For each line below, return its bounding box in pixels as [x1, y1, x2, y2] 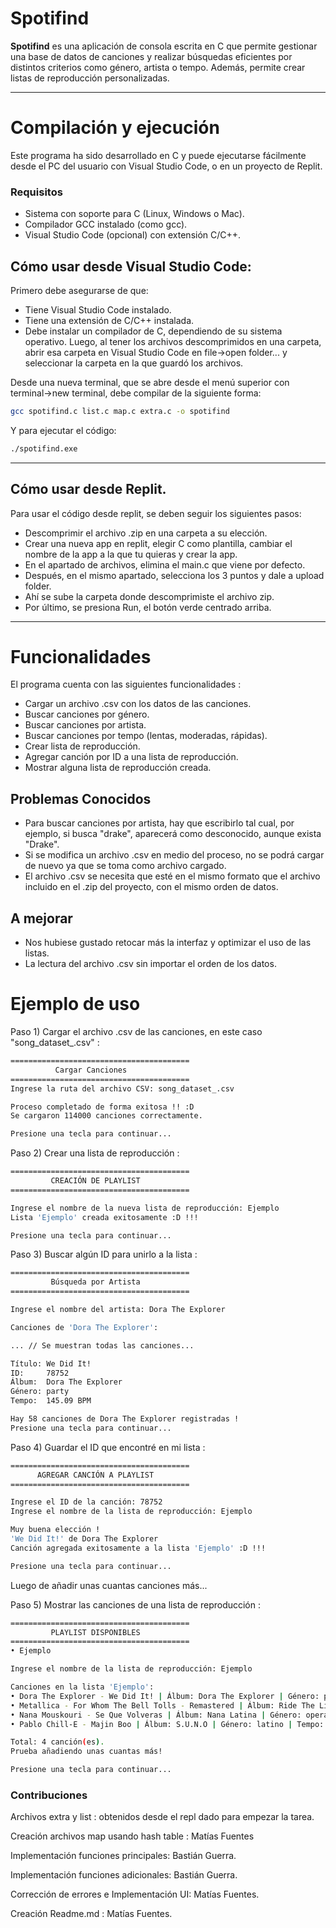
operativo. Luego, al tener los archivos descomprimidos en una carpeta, [24, 335, 322, 347]
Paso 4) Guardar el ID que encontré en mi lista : [10, 1441, 206, 1453]
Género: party [10, 1387, 70, 1397]
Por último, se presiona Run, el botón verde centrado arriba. [24, 601, 272, 613]
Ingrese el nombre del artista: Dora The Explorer [10, 1305, 226, 1315]
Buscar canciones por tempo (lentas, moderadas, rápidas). [24, 730, 268, 742]
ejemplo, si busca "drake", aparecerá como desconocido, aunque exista [24, 828, 322, 840]
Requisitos [10, 185, 63, 199]
